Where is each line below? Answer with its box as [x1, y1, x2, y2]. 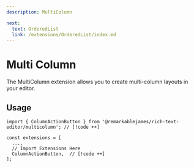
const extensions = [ [6, 135, 62, 141]
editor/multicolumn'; [6, 124, 62, 130]
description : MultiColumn [6, 9, 72, 15]
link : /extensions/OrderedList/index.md [12, 31, 116, 37]
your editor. [6, 85, 35, 92]
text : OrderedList [12, 26, 59, 32]
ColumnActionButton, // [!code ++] [12, 151, 105, 157]
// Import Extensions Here [12, 145, 81, 151]
